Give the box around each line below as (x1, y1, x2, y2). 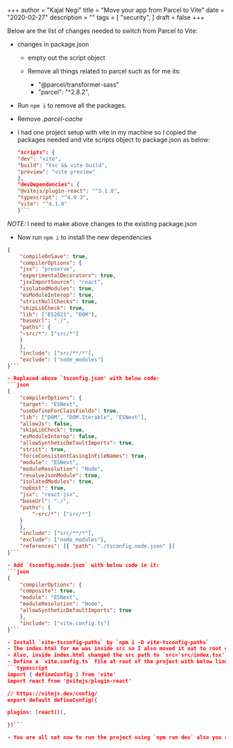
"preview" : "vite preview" (17, 168, 96, 176)
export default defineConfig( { (7, 697, 98, 704)
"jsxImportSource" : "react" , (19, 279, 104, 286)
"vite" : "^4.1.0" (17, 201, 68, 207)
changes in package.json (17, 40, 89, 48)
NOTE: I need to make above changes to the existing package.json (7, 219, 198, 228)
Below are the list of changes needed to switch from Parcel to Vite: (7, 27, 198, 35)
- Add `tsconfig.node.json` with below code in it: (7, 561, 159, 568)
